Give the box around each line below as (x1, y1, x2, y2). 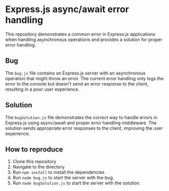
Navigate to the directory (12, 164, 65, 170)
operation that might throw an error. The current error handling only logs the (5, 75, 164, 82)
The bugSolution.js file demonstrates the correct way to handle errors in (5, 114, 158, 120)
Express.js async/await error (5, 4, 129, 15)
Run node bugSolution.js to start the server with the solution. (12, 180, 141, 186)
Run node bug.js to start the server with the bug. (12, 175, 114, 181)
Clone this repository (12, 159, 57, 165)
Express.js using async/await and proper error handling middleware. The (5, 120, 157, 126)
